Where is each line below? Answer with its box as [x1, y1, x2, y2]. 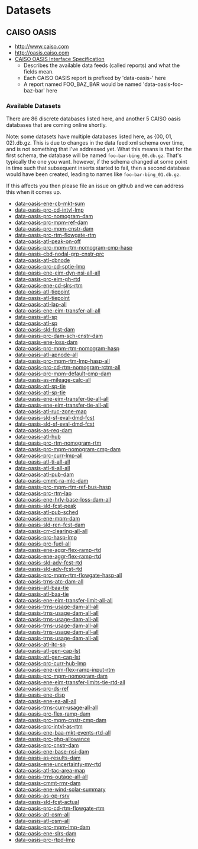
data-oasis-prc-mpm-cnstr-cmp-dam [14, 717, 107, 724]
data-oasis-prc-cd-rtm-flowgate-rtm [14, 805, 105, 812]
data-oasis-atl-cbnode [14, 257, 70, 264]
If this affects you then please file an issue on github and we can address [6, 182, 184, 190]
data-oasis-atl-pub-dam [14, 471, 74, 478]
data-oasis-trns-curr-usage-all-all [14, 704, 98, 711]
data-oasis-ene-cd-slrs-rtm [14, 282, 83, 289]
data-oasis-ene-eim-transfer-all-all [14, 307, 100, 314]
